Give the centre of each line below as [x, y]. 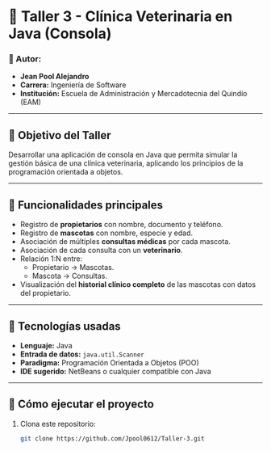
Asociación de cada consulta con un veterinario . [101, 251]
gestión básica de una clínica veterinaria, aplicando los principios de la [126, 163]
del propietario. [45, 293]
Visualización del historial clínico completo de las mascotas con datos [138, 285]
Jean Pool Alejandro [54, 77]
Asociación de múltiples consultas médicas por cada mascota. [125, 242]
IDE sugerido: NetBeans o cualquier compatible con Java [115, 371]
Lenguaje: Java [46, 345]
